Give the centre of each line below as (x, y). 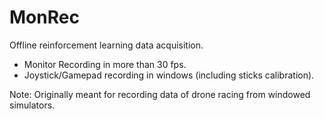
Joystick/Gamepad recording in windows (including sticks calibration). (169, 75)
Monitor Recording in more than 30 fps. (105, 64)
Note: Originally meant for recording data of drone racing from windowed (160, 94)
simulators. (32, 105)
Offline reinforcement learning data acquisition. (106, 45)
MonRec (44, 17)
